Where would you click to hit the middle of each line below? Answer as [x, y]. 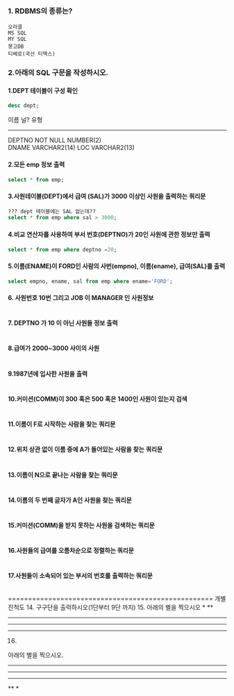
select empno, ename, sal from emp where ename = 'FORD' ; [90, 281]
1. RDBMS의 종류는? [40, 10]
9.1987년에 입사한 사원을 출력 [48, 374]
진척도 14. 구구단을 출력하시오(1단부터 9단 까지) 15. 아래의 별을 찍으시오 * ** [111, 607]
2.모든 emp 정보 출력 [36, 164]
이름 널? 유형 [25, 120]
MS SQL [17, 33]
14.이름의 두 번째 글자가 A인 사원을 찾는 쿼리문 [70, 500]
